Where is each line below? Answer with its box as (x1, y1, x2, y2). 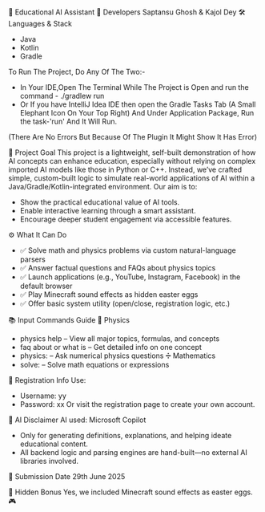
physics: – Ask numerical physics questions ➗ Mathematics (19, 351, 216, 360)
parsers (19, 254, 46, 264)
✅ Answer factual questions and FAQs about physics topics (19, 263, 216, 272)
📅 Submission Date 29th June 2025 (8, 472, 126, 481)
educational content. (19, 439, 88, 449)
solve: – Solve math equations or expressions (19, 360, 170, 369)
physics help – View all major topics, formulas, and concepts (19, 334, 220, 343)
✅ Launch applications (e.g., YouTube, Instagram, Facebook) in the (19, 272, 241, 282)
